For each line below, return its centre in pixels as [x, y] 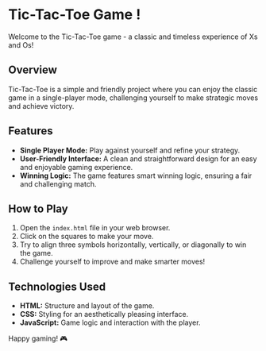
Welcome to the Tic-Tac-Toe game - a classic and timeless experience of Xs [133, 37]
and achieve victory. [41, 106]
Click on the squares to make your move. [87, 237]
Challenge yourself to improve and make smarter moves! [112, 262]
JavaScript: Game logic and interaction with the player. [110, 322]
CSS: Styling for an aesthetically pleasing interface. [104, 314]
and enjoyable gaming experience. [76, 167]
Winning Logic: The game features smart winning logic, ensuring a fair [136, 175]
